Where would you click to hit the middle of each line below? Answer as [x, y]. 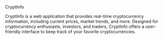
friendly [13, 32]
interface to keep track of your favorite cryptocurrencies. [79, 32]
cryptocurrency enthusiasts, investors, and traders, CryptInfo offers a [75, 26]
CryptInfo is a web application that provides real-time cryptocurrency [74, 16]
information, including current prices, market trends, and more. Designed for [81, 21]
